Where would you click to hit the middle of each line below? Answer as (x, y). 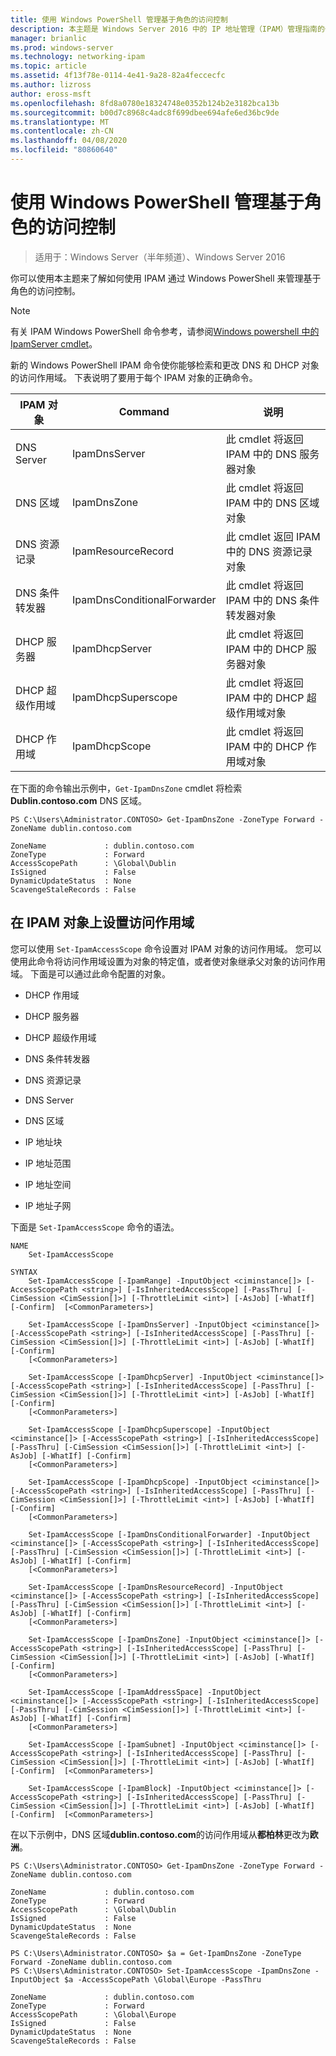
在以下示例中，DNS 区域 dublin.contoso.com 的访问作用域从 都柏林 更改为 (160, 1834)
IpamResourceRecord (123, 551)
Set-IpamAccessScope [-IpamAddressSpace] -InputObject (145, 1692)
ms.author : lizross (51, 85)
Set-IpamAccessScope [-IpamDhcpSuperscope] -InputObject (149, 1429)
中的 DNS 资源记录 (269, 551)
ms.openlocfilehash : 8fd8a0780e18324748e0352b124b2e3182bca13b (145, 103)
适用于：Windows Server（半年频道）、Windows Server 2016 (160, 257)
